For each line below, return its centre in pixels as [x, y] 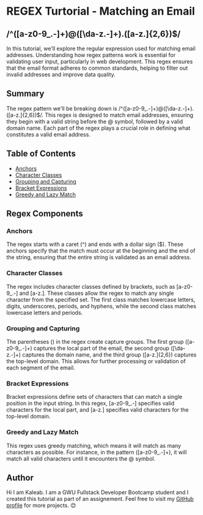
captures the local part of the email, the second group [101, 348]
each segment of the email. [41, 368]
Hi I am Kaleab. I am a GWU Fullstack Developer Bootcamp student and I [98, 492]
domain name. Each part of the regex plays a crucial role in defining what [98, 128]
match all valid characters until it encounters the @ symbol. [81, 458]
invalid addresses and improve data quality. [61, 74]
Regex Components [45, 214]
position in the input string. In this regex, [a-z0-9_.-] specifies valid [90, 403]
